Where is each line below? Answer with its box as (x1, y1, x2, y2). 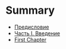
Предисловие (14, 23, 49, 30)
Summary (5, 4, 55, 17)
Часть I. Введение (14, 29, 61, 36)
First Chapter (14, 36, 47, 43)
